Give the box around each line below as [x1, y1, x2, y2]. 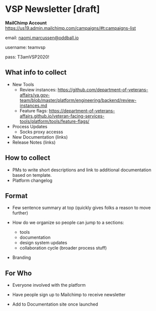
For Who [5, 269, 32, 277]
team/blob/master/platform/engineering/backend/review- [19, 97, 137, 103]
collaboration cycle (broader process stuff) [19, 245, 107, 251]
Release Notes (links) [12, 139, 56, 145]
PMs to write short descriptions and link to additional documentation [12, 167, 152, 173]
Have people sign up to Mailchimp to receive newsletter [12, 292, 126, 298]
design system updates [19, 240, 68, 246]
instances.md [19, 103, 47, 108]
